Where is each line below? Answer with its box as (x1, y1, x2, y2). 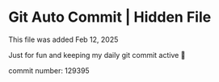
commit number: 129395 (8, 65, 91, 76)
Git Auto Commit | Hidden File (8, 8, 212, 27)
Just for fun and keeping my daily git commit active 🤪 (8, 50, 186, 59)
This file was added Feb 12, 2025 (8, 35, 119, 44)
